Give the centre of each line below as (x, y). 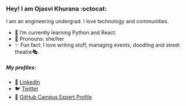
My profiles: (21, 67)
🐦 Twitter (27, 89)
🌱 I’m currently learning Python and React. (66, 33)
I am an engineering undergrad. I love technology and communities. (87, 22)
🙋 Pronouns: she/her (39, 39)
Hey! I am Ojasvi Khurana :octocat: (56, 9)
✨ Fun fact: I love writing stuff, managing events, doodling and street (97, 45)
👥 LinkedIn (27, 82)
